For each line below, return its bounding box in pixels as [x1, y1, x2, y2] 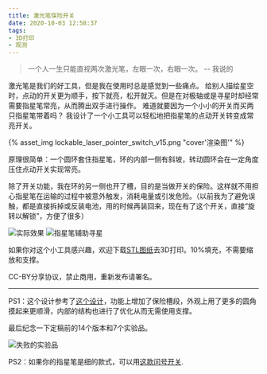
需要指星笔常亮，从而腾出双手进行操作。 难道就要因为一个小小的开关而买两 [8, 101, 254, 111]
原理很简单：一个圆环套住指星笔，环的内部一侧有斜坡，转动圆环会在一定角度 [8, 154, 259, 164]
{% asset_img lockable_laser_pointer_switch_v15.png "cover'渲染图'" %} [8, 138, 245, 147]
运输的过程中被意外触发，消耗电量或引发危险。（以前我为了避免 [42, 192, 249, 201]
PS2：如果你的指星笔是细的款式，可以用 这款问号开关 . [8, 357, 184, 367]
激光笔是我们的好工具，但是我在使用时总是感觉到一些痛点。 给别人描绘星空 [8, 81, 254, 91]
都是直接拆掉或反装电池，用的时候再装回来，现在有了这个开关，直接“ [21, 201, 249, 211]
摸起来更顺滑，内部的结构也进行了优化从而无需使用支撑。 [8, 306, 196, 316]
